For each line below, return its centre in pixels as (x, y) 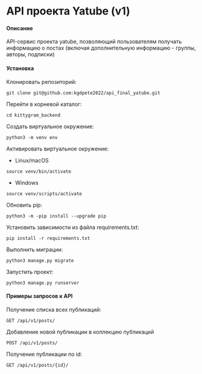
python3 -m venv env (32, 137)
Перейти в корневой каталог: (44, 104)
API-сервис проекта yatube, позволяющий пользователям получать (94, 42)
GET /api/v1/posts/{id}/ (37, 365)
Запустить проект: (30, 272)
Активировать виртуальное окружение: (58, 149)
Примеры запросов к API (39, 296)
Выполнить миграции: (35, 250)
